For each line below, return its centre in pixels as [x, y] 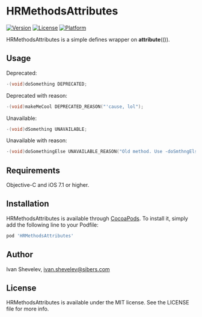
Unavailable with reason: [37, 140]
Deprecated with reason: [37, 95]
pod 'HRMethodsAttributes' [40, 236]
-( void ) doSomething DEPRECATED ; [47, 84]
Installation [28, 204]
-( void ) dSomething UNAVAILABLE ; [47, 129]
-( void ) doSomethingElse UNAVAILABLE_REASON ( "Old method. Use [84, 152]
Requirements [33, 170]
